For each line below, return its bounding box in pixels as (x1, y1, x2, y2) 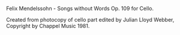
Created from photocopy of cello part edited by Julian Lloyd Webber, (6, 16, 175, 23)
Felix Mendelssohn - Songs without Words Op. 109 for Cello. (6, 5, 154, 12)
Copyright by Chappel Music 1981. (6, 23, 90, 29)
